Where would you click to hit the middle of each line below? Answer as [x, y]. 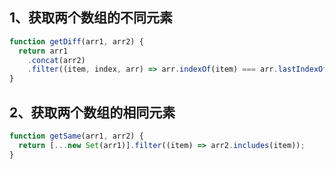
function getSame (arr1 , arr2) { [76, 136]
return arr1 [43, 51]
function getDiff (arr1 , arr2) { [76, 41]
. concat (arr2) [56, 60]
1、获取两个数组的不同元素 [91, 18]
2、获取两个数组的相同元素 [92, 112]
